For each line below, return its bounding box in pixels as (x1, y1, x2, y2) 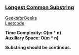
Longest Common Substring (5, 4, 74, 11)
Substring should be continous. (5, 45, 72, 51)
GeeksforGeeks (5, 15, 37, 21)
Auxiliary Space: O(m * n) (5, 35, 59, 41)
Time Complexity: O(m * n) (5, 30, 62, 36)
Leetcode (5, 20, 25, 26)
